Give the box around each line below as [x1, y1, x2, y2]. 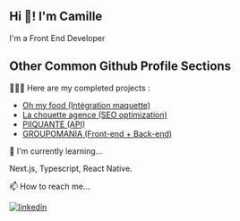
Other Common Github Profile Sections [9, 59, 231, 74]
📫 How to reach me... [9, 181, 90, 191]
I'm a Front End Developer [9, 32, 106, 43]
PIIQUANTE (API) [21, 118, 86, 130]
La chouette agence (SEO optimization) [21, 109, 167, 120]
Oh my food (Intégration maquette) [21, 99, 150, 110]
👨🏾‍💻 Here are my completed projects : [9, 82, 150, 93]
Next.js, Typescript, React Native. [9, 163, 133, 174]
